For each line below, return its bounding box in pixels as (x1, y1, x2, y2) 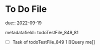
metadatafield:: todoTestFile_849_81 (5, 29, 79, 35)
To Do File (5, 3, 47, 15)
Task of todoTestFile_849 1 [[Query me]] (12, 39, 95, 45)
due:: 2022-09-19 (5, 20, 42, 26)
